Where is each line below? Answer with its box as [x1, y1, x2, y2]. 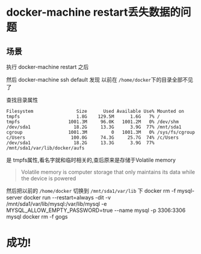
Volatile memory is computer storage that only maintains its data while [20, 169, 196, 175]
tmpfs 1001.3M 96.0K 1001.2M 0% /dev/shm [6, 119, 179, 125]
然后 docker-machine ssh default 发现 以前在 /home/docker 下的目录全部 [6, 76, 183, 83]
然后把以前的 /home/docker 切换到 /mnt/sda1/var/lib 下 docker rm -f [6, 187, 176, 194]
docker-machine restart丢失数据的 [6, 5, 181, 19]
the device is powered [20, 175, 76, 182]
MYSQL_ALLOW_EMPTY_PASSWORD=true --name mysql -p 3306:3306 [6, 207, 186, 214]
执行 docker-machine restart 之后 [6, 64, 89, 70]
